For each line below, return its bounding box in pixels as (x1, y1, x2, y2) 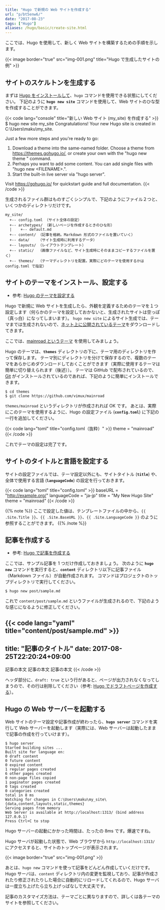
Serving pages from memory (5, 806, 61, 811)
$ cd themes (5, 389, 30, 394)
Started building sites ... (5, 745, 63, 750)
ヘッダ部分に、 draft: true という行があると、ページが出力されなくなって (5, 677, 155, 683)
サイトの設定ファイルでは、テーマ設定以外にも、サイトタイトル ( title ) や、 (5, 471, 160, 477)
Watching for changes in (5, 797, 56, 802)
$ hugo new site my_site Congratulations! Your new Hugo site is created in (5, 120, 156, 126)
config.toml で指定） (5, 263, 47, 269)
